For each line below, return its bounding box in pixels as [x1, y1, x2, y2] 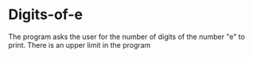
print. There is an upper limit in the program [8, 40, 151, 49]
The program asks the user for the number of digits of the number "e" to [8, 32, 245, 41]
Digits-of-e [8, 6, 84, 24]
